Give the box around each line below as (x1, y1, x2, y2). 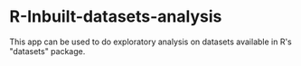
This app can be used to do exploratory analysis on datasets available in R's (9, 36, 292, 47)
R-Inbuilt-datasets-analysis (9, 6, 222, 27)
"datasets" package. (9, 45, 86, 56)
